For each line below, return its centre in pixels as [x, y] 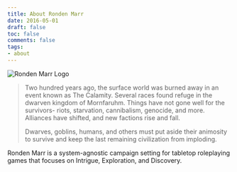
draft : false [27, 27]
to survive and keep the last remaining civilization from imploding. [121, 139]
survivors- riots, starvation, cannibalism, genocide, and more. [115, 110]
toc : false [23, 34]
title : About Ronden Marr [45, 14]
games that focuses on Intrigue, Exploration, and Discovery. [95, 160]
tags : [15, 47]
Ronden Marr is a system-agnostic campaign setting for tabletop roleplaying [119, 153]
